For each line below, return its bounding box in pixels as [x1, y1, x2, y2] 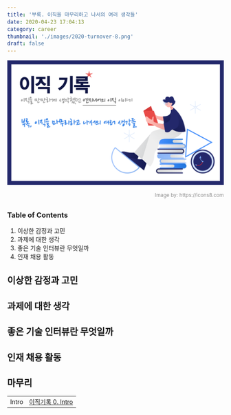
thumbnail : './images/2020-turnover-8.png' [7, 33, 134, 40]
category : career [7, 26, 57, 32]
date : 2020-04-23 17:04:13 [7, 18, 85, 26]
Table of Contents [7, 210, 69, 220]
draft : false [7, 40, 45, 48]
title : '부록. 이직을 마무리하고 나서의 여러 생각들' [7, 11, 139, 18]
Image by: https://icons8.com [154, 192, 224, 199]
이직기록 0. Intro [29, 398, 74, 406]
